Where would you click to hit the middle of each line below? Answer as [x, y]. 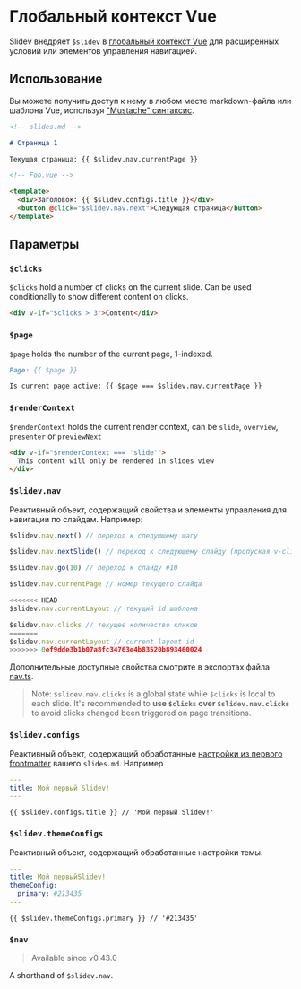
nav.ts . [21, 677]
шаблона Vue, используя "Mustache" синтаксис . [102, 110]
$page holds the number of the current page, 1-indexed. [111, 354]
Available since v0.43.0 [74, 958]
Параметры [44, 245]
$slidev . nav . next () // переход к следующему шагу [104, 536]
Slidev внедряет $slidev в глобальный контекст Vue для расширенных [144, 41]
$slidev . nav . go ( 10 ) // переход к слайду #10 [94, 568]
